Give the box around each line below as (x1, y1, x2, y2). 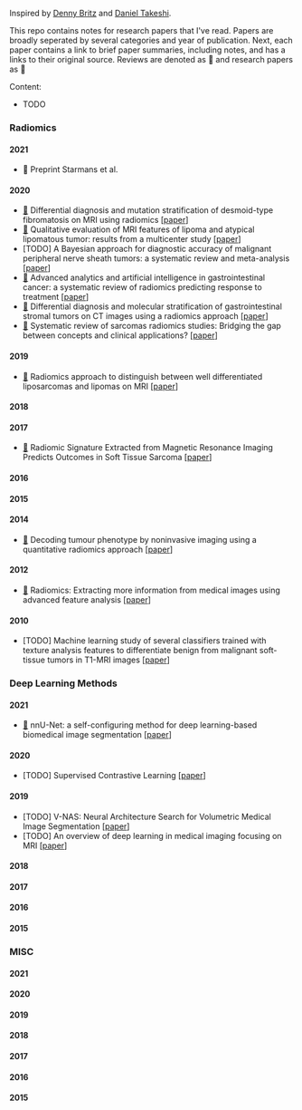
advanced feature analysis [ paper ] (22, 594, 152, 605)
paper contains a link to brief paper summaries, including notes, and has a (9, 44, 287, 55)
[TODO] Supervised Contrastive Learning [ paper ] (22, 770, 206, 781)
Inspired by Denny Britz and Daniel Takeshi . (9, 8, 172, 18)
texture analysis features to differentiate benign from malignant (22, 645, 258, 656)
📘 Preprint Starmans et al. (22, 164, 118, 175)
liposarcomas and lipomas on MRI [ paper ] (22, 381, 179, 391)
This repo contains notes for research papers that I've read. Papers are (9, 25, 274, 35)
